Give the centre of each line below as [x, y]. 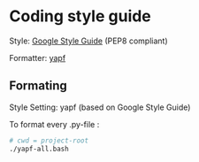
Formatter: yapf [38, 58]
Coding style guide [80, 16]
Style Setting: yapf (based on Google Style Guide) [100, 107]
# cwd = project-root [49, 140]
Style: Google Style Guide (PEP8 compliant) [88, 41]
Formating [38, 86]
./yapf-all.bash [39, 149]
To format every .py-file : [54, 124]
